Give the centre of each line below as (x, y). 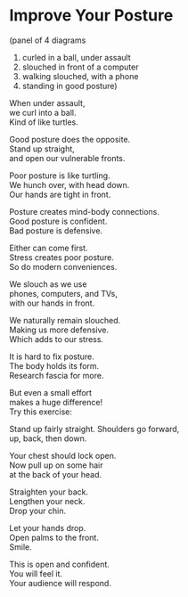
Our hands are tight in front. (60, 194)
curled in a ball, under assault (76, 57)
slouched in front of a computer (80, 67)
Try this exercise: (41, 412)
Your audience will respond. (60, 583)
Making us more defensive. (59, 330)
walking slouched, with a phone (80, 76)
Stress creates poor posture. (61, 257)
